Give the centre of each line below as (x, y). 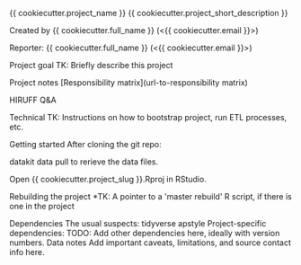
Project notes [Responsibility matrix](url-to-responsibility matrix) (129, 83)
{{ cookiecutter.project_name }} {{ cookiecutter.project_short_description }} (149, 13)
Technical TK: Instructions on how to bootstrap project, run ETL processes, (148, 117)
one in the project (42, 206)
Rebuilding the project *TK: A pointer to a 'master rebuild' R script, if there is (150, 196)
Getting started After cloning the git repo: (85, 144)
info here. (27, 252)
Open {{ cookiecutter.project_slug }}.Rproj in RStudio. (108, 179)
